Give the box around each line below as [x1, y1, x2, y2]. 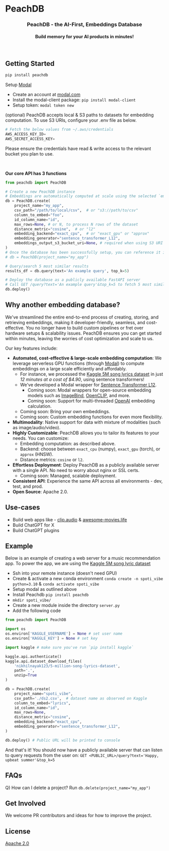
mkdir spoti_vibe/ [12, 598, 51, 603]
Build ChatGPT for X [12, 522, 54, 528]
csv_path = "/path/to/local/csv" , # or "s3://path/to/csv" [14, 208, 138, 213]
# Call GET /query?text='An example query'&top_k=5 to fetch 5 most [5, 282, 152, 287]
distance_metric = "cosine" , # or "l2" [14, 226, 96, 231]
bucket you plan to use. [5, 150, 54, 157]
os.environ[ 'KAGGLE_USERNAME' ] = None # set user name [5, 631, 123, 637]
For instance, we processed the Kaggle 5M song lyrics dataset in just [20, 371, 163, 377]
